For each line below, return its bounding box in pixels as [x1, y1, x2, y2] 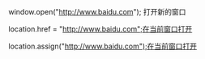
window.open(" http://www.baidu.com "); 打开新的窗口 [8, 7, 186, 16]
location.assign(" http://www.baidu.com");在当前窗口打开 [8, 41, 197, 51]
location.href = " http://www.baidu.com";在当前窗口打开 [8, 24, 193, 34]
